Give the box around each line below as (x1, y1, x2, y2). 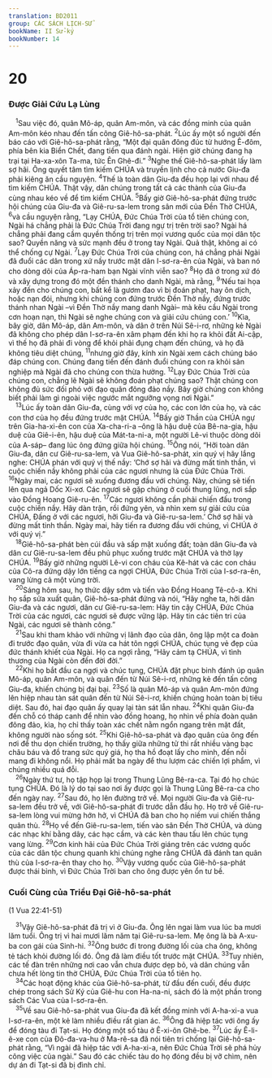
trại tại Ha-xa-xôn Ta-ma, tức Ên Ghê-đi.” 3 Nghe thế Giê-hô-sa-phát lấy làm (8, 155, 262, 165)
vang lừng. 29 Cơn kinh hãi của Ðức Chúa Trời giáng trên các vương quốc (8, 838, 252, 849)
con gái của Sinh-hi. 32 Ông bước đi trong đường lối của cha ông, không (19, 940, 257, 951)
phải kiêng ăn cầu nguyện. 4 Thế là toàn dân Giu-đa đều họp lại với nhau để (8, 172, 260, 184)
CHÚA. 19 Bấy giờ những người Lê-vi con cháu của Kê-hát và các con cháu (8, 556, 257, 568)
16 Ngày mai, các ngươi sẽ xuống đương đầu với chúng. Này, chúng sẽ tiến (8, 474, 256, 486)
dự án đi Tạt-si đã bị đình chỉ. (8, 1060, 106, 1070)
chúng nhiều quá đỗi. (8, 765, 80, 775)
